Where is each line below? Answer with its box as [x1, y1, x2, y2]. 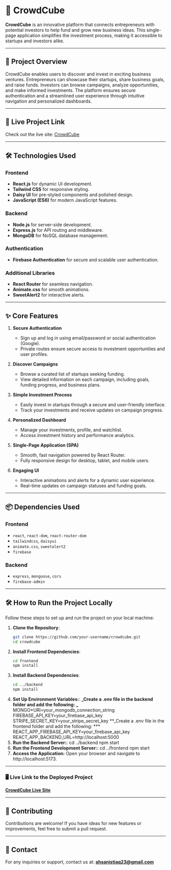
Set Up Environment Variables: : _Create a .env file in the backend [12, 696, 154, 702]
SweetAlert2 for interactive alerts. [12, 292, 85, 298]
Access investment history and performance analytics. [20, 432, 135, 438]
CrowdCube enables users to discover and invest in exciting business [5, 71, 151, 77]
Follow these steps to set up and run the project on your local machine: [5, 615, 154, 621]
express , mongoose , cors [12, 573, 62, 579]
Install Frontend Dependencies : [12, 648, 80, 655]
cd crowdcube [12, 639, 41, 644]
